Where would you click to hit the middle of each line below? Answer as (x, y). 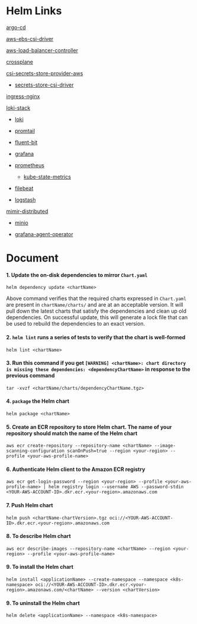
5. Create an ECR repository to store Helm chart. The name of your (89, 427)
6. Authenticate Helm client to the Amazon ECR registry (76, 469)
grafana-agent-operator (44, 234)
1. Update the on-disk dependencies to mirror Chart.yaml (77, 275)
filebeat (24, 188)
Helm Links (34, 11)
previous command (30, 375)
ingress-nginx (23, 96)
